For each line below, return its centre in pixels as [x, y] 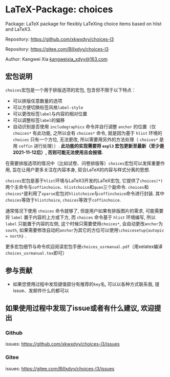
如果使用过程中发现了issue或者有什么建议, [72, 308]
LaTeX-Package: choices [59, 10]
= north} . [16, 236]
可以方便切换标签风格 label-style [48, 107]
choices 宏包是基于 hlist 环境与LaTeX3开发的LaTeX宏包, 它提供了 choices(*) [84, 181]
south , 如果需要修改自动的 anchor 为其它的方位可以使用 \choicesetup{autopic [85, 230]
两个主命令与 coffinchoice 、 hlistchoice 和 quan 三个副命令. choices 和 [77, 187]
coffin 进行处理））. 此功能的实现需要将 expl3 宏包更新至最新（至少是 [92, 146]
